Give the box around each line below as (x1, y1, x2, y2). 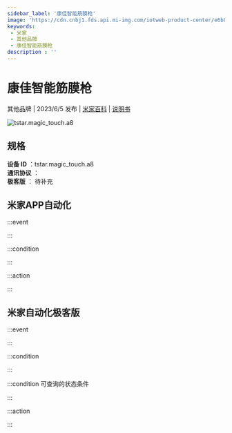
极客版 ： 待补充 (7, 177, 53, 185)
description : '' (7, 49, 57, 56)
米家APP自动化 (7, 200, 71, 211)
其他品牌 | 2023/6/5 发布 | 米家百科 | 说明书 (7, 104, 131, 113)
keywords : (7, 23, 36, 30)
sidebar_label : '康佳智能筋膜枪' (7, 10, 96, 17)
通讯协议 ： (7, 169, 39, 177)
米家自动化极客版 (7, 307, 80, 318)
